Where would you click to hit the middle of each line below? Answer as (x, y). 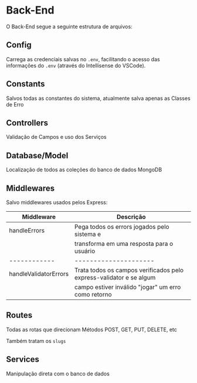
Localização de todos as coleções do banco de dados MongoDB (84, 170)
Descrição (131, 217)
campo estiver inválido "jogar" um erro (128, 287)
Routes (19, 315)
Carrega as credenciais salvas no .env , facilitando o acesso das (83, 59)
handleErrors (27, 230)
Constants (26, 84)
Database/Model (37, 156)
